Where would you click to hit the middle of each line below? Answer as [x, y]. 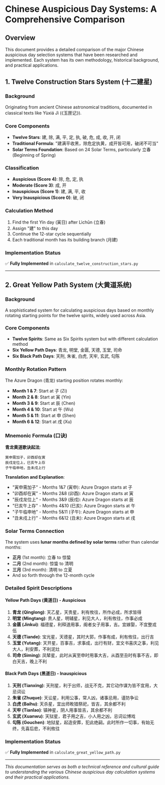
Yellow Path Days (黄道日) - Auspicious [45, 600]
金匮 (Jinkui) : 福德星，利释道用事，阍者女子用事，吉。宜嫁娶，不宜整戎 [84, 624]
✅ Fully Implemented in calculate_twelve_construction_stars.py [72, 263]
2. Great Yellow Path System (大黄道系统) [69, 285]
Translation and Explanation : [35, 477]
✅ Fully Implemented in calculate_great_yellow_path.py [63, 752]
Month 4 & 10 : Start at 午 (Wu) [43, 409]
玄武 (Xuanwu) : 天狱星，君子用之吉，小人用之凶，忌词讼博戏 [74, 716]
